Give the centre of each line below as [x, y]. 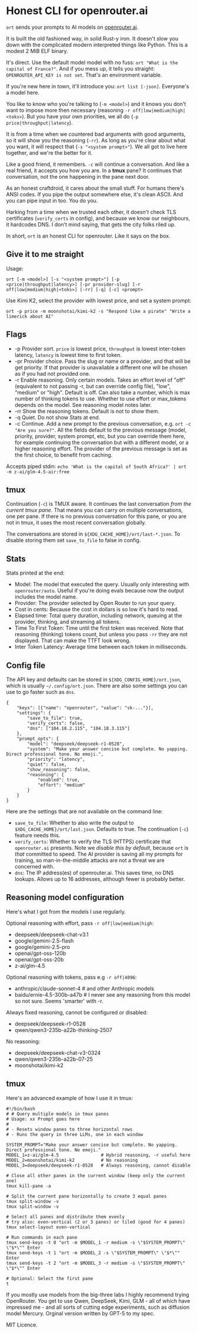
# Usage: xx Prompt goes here [43, 1119]
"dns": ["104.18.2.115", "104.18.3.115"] [79, 729]
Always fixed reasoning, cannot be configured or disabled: [77, 1012]
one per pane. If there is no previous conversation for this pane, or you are [96, 516]
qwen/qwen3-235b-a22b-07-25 [54, 1059]
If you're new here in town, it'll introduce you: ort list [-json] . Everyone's [98, 86]
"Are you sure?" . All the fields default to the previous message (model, [101, 430]
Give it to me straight [45, 254]
